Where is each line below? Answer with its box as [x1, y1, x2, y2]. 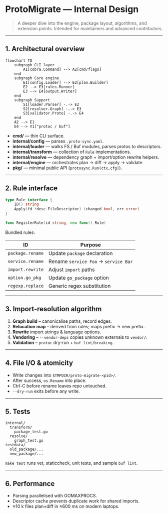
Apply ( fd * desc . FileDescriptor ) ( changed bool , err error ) [14, 207, 140, 212]
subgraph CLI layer [14, 62, 55, 67]
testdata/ [5, 443, 26, 448]
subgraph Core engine [14, 75, 59, 81]
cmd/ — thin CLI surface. [12, 133, 65, 139]
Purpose [80, 241, 101, 248]
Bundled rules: [5, 229, 35, 235]
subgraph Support [14, 97, 50, 102]
